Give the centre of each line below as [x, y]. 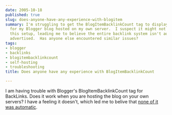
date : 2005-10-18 [24, 10]
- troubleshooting [25, 67]
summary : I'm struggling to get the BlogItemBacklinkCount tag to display [87, 24]
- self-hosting [21, 62]
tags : [11, 43]
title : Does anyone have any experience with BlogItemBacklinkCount [80, 72]
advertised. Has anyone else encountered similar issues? [74, 39]
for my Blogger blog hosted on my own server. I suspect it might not [88, 29]
